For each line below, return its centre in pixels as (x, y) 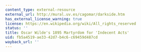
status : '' (17, 28)
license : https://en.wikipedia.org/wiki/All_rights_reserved (71, 24)
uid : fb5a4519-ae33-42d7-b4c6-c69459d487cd (52, 38)
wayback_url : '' (22, 42)
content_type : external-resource (40, 10)
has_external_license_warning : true (44, 19)
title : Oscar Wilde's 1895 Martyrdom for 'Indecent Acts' (67, 33)
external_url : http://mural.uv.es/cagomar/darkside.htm (65, 14)
